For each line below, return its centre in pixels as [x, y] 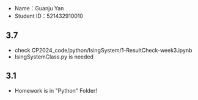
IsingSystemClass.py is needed [54, 57]
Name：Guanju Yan [39, 8]
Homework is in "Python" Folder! [56, 90]
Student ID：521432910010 [49, 16]
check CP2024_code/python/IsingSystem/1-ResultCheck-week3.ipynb [103, 50]
